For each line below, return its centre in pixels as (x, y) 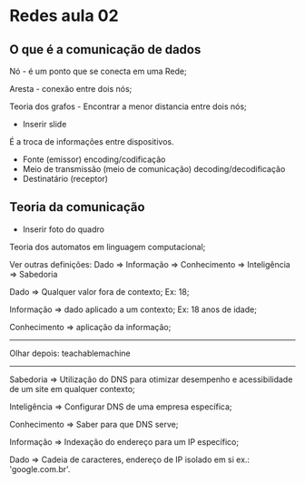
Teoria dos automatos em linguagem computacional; (108, 247)
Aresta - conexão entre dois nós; (71, 89)
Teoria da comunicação (77, 207)
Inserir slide (44, 124)
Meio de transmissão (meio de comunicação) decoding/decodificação (154, 169)
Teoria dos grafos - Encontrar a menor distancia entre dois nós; (128, 106)
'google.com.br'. (40, 469)
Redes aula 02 (64, 16)
